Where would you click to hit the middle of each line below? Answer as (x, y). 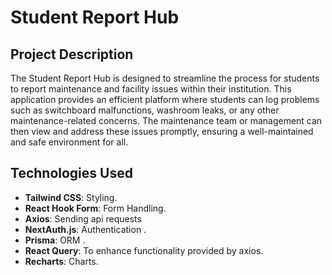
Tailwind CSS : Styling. (71, 197)
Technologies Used (71, 173)
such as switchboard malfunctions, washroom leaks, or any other (145, 110)
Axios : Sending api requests (83, 218)
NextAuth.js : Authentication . (85, 229)
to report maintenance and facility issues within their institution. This (151, 89)
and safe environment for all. (69, 142)
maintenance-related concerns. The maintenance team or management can (166, 120)
